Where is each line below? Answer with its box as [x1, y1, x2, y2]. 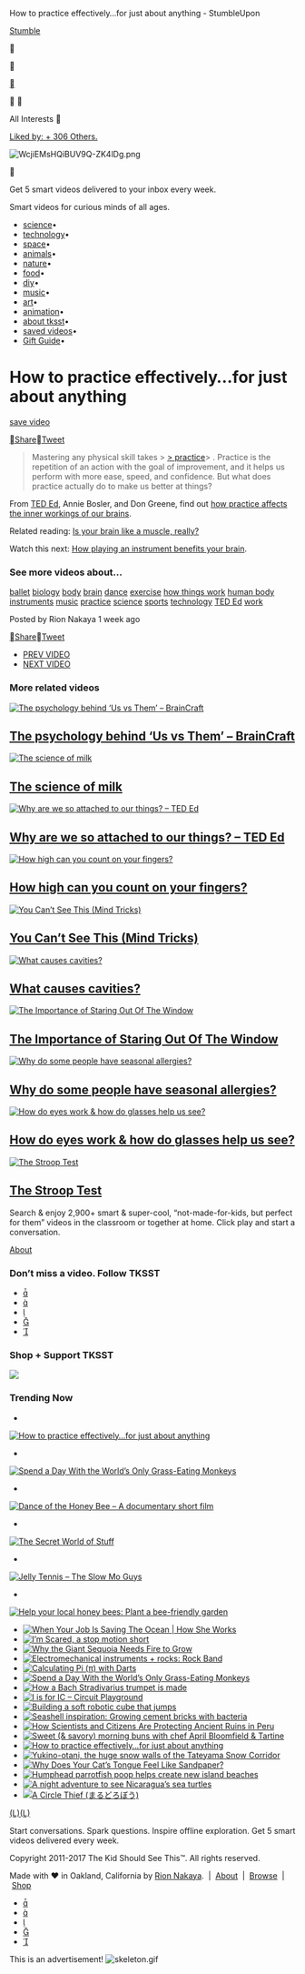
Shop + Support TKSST [9, 1348, 114, 1361]
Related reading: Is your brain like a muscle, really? [9, 525, 200, 536]
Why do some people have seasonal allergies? [9, 1082, 277, 1097]
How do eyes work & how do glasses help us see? [9, 1133, 295, 1148]
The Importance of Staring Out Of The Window [9, 1032, 279, 1047]
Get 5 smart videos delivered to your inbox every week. [9, 184, 216, 195]
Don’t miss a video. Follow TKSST [9, 1266, 161, 1279]
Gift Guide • [22, 336, 65, 346]
